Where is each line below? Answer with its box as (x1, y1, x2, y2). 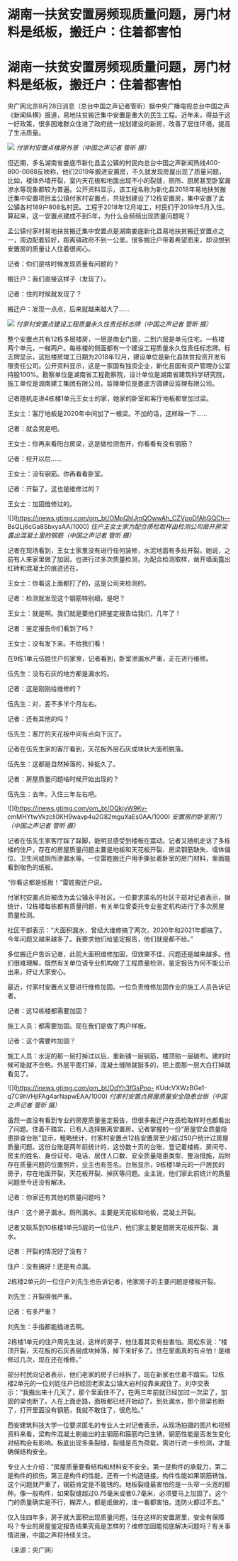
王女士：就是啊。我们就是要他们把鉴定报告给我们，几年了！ (7, 609, 181, 617)
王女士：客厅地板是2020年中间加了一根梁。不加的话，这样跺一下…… (7, 409, 208, 418)
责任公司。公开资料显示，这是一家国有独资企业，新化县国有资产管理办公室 (13, 362, 231, 370)
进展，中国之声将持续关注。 (13, 1531, 94, 1539)
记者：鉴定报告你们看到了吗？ (7, 625, 94, 633)
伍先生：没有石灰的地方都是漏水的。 (7, 669, 113, 678)
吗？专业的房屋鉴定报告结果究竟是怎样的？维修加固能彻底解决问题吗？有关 (7, 1522, 225, 1531)
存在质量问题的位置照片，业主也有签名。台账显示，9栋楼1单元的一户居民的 (7, 1160, 225, 1169)
